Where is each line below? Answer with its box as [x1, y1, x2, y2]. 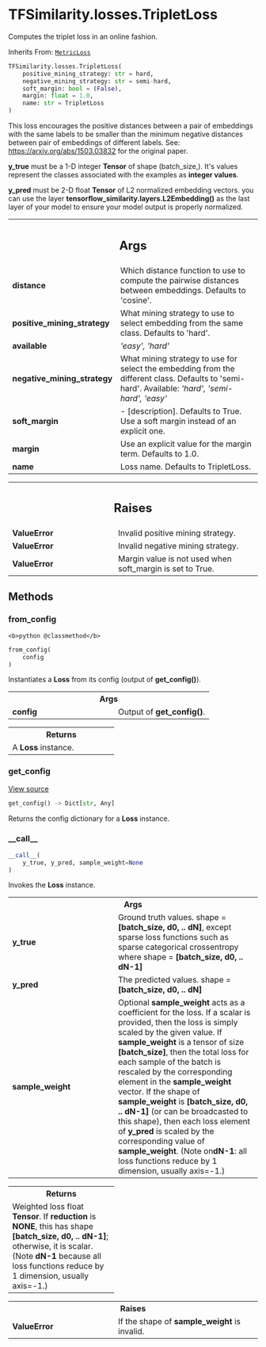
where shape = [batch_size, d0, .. [118, 952, 244, 963]
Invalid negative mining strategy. [118, 540, 239, 551]
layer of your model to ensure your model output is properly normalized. [8, 202, 244, 212]
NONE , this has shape [12, 1221, 93, 1232]
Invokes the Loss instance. [8, 880, 96, 890]
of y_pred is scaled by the [118, 1126, 215, 1137]
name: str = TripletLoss [22, 99, 104, 108]
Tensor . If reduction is [12, 1211, 97, 1222]
